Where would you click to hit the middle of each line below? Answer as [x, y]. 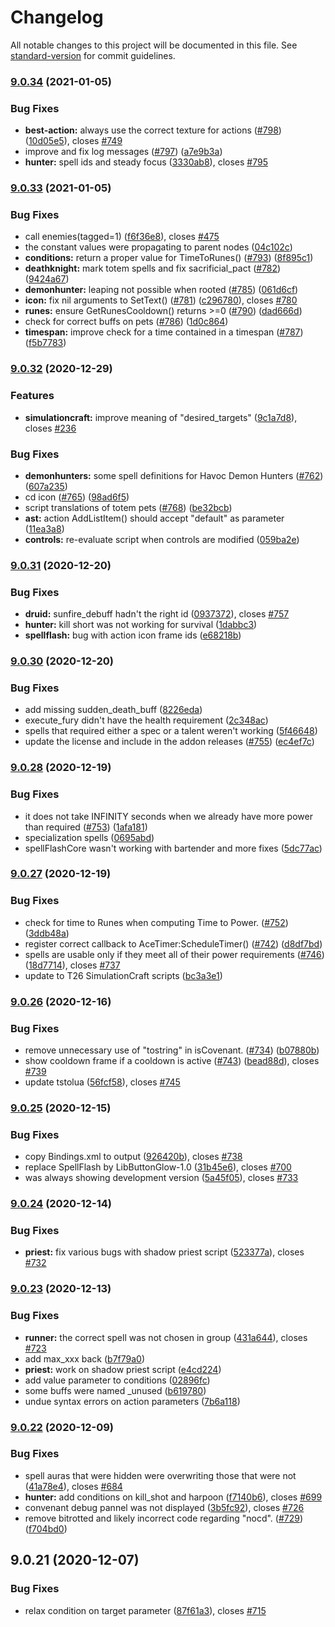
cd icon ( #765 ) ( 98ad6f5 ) [77, 497]
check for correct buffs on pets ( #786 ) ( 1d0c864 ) [126, 322]
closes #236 [50, 428]
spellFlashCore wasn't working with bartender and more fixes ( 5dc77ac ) [173, 848]
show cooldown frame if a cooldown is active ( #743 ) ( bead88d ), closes [172, 1060]
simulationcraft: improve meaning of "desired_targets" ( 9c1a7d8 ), [161, 417]
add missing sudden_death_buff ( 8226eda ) [113, 710]
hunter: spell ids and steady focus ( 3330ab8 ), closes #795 [146, 162]
